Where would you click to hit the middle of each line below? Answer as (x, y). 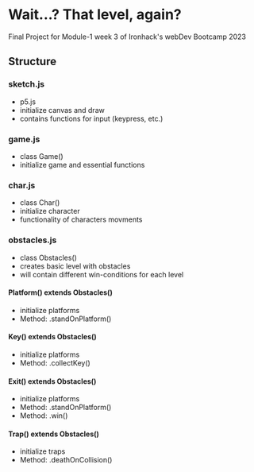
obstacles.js (33, 240)
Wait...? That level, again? (95, 15)
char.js (22, 185)
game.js (24, 139)
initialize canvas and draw (62, 110)
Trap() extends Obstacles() (54, 434)
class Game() (41, 156)
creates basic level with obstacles (75, 266)
